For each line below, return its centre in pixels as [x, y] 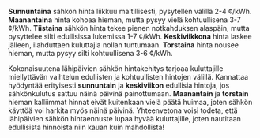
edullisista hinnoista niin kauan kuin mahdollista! [86, 127]
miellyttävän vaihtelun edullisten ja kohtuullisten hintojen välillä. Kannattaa [128, 77]
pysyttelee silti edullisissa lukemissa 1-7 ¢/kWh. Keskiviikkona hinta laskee [130, 36]
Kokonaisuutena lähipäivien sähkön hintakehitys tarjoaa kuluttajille [116, 69]
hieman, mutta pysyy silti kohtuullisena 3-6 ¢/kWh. [90, 53]
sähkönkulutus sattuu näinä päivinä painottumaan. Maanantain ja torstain [128, 93]
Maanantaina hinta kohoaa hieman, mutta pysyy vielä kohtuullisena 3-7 [124, 20]
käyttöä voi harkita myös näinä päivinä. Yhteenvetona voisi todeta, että [123, 110]
